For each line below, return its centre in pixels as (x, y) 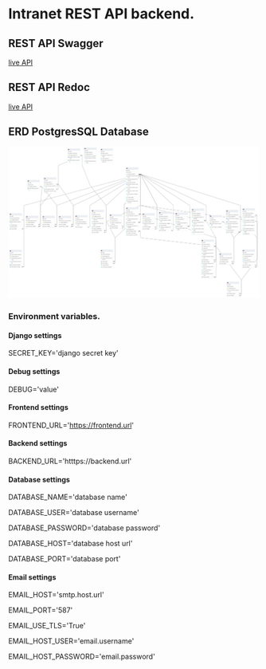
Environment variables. (55, 317)
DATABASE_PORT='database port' (65, 559)
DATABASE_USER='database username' (74, 513)
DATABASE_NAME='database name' (68, 497)
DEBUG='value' (34, 389)
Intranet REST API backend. (102, 14)
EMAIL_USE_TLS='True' (47, 626)
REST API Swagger (56, 43)
